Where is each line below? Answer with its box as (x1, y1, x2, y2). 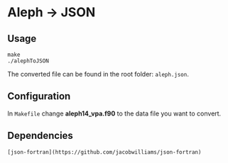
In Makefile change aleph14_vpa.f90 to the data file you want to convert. (7, 109, 222, 118)
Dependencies (7, 130, 73, 142)
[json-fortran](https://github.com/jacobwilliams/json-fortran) (7, 148, 202, 156)
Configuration (7, 90, 71, 103)
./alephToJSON (7, 57, 50, 64)
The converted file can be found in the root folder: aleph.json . (7, 70, 190, 78)
